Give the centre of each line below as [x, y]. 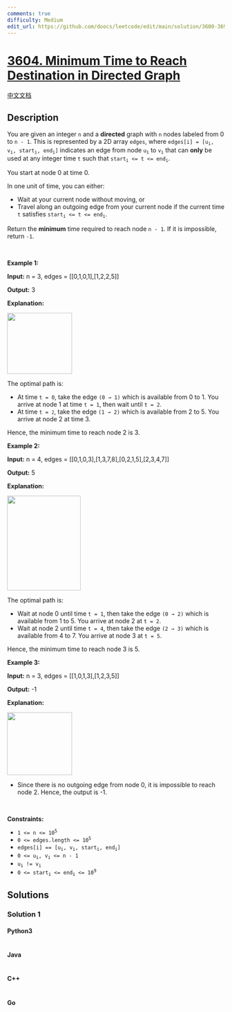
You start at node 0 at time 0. [48, 173]
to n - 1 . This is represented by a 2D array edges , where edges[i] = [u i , [110, 142]
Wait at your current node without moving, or [81, 200]
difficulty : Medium [35, 20]
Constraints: [26, 819]
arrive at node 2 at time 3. [54, 418]
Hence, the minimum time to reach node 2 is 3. [74, 432]
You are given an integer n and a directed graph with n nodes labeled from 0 [116, 134]
